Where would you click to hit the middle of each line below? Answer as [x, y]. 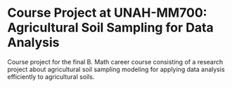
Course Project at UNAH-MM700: [107, 13]
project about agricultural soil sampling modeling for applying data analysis [116, 69]
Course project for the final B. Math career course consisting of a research [115, 61]
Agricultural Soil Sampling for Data [111, 28]
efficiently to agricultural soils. [51, 76]
